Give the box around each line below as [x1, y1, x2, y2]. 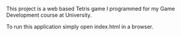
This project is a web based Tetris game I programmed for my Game [6, 5, 176, 12]
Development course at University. [6, 11, 92, 19]
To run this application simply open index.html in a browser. [6, 23, 153, 30]
